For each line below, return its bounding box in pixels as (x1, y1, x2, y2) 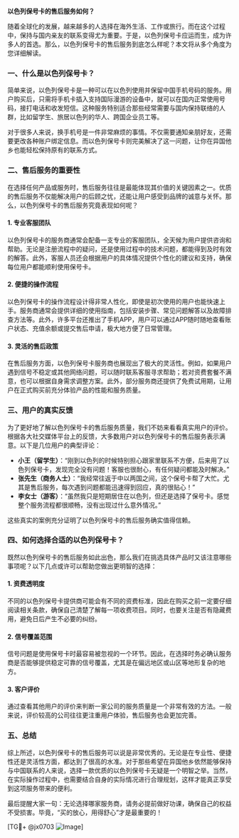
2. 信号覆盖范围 (7, 632, 53, 641)
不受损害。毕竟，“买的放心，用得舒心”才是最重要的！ (7, 808, 163, 817)
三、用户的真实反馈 (7, 405, 73, 415)
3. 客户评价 (7, 685, 41, 693)
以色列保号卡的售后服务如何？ (7, 7, 95, 15)
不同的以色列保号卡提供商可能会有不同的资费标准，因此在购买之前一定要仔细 (7, 597, 232, 605)
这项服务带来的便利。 (13, 784, 76, 792)
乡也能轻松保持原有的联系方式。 (7, 146, 101, 154)
